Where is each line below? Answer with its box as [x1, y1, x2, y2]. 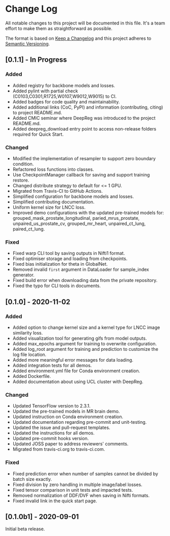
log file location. [12, 351, 47, 358]
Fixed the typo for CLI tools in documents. [12, 283, 101, 289]
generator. [12, 272, 35, 278]
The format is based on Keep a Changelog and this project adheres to [5, 35, 152, 41]
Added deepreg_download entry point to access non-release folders [12, 125, 157, 132]
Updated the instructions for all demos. [12, 430, 95, 436]
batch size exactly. [12, 476, 52, 482]
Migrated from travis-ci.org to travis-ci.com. [12, 446, 105, 452]
